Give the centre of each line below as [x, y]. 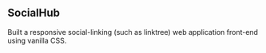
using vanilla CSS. [37, 40]
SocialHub [34, 13]
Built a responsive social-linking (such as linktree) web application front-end [133, 32]
